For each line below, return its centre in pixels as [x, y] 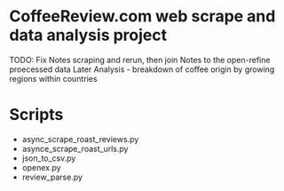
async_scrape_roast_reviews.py [80, 139]
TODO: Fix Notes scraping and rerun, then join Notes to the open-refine [140, 60]
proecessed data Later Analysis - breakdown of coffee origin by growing [142, 69]
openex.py [41, 167]
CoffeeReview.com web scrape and [142, 16]
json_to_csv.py [49, 158]
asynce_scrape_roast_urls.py [75, 148]
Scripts [36, 115]
